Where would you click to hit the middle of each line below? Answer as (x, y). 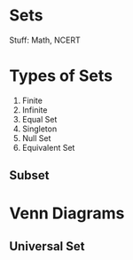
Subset (30, 175)
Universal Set (47, 246)
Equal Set (39, 119)
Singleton (39, 129)
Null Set (36, 138)
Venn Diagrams (67, 213)
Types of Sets (61, 76)
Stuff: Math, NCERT (45, 40)
